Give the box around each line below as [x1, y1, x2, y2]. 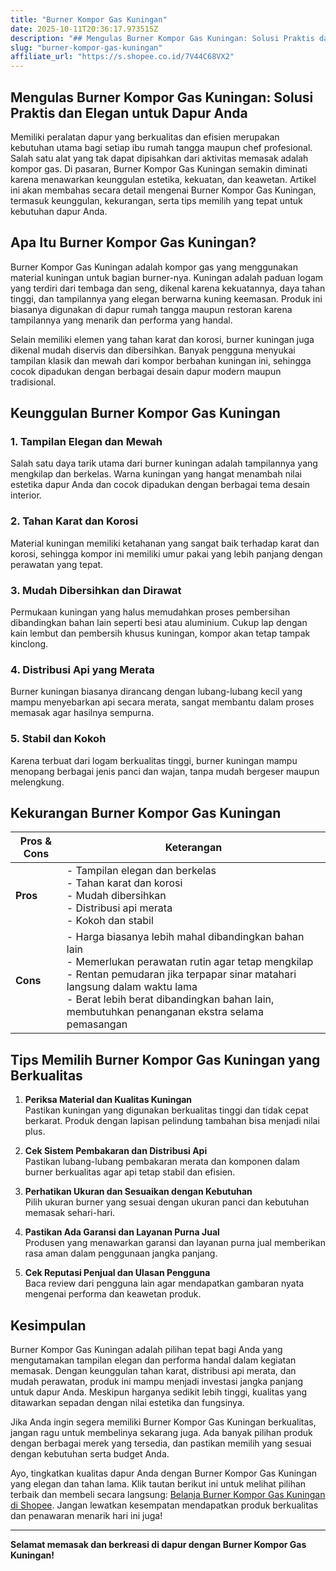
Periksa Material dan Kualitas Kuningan [24, 1094, 193, 1106]
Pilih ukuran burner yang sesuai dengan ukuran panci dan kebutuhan [24, 1196, 310, 1208]
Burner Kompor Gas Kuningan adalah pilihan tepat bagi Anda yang [10, 1344, 283, 1356]
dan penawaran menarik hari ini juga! [10, 1510, 163, 1522]
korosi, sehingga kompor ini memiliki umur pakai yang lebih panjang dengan [10, 547, 323, 560]
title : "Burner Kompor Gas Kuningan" [10, 14, 168, 25]
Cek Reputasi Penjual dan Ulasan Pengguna [24, 1267, 211, 1279]
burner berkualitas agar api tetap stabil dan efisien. [24, 1166, 236, 1178]
